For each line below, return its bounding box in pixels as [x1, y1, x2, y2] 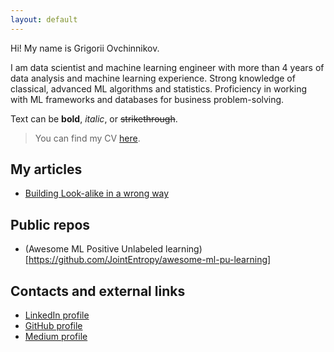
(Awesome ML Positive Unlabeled [24, 243, 164, 255]
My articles [10, 161, 83, 178]
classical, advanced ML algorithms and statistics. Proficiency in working [10, 82, 308, 95]
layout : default [10, 14, 78, 25]
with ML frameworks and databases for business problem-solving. [10, 93, 285, 105]
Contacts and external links [10, 282, 186, 300]
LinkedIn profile [24, 309, 90, 321]
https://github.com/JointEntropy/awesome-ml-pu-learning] [28, 254, 272, 266]
